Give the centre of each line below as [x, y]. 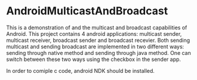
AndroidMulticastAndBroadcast [87, 11]
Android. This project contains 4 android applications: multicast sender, [94, 33]
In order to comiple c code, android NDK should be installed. [81, 70]
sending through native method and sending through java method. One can [98, 53]
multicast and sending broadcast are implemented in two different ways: [95, 47]
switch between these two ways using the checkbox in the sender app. [93, 59]
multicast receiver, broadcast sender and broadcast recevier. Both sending [98, 40]
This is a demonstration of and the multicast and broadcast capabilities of [97, 27]
